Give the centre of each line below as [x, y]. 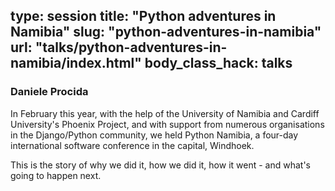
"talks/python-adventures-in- [131, 47]
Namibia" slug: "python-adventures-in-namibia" [166, 32]
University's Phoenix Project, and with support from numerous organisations [167, 124]
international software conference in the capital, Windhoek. [132, 145]
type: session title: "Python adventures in [143, 16]
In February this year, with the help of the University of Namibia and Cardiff [165, 113]
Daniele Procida [49, 92]
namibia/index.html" [76, 63]
